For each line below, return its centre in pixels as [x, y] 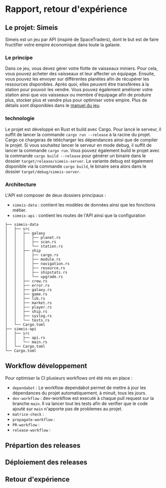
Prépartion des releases [43, 445]
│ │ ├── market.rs [28, 303]
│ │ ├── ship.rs [27, 311]
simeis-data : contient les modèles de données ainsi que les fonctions [84, 204]
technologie [20, 118]
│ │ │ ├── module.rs [33, 259]
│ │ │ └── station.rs [34, 246]
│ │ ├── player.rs [28, 307]
